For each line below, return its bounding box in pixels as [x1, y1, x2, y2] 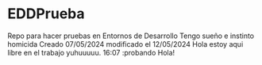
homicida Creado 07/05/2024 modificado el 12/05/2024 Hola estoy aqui [7, 39, 244, 48]
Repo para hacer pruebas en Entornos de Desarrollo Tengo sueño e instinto [7, 31, 255, 40]
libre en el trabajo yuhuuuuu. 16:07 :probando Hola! [7, 48, 175, 57]
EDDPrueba [7, 5, 85, 23]
